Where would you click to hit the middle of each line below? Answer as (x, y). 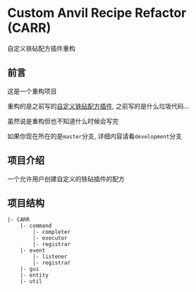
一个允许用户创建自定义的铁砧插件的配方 (66, 178)
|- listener (50, 257)
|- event (33, 251)
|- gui (30, 269)
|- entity (35, 275)
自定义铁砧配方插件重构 (41, 48)
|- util (31, 281)
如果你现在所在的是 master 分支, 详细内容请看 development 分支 (94, 136)
